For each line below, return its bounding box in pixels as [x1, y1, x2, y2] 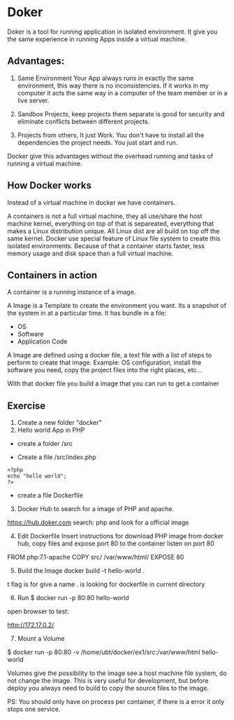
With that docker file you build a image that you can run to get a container [7, 379, 219, 388]
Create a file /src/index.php [17, 453, 96, 461]
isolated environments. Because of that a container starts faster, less [7, 241, 205, 250]
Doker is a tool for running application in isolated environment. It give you [7, 27, 218, 36]
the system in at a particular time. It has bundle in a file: [7, 309, 167, 318]
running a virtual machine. [7, 159, 82, 168]
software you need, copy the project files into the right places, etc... [7, 366, 203, 374]
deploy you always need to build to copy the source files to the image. [7, 684, 210, 693]
